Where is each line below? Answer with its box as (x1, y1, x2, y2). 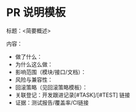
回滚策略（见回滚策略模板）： (15, 83, 88, 91)
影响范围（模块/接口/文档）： (15, 68, 87, 75)
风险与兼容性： (15, 76, 53, 83)
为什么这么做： (15, 61, 53, 68)
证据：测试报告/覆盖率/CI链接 (15, 99, 89, 106)
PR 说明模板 (6, 6, 66, 20)
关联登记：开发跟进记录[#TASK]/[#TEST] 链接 (15, 91, 131, 99)
